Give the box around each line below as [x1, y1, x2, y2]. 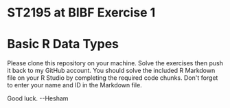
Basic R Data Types [7, 36, 119, 52]
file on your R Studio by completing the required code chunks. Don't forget [7, 74, 218, 82]
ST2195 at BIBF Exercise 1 [7, 5, 156, 21]
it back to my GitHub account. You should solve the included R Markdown [7, 67, 216, 75]
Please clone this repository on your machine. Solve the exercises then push [7, 59, 223, 67]
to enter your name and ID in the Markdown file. [7, 81, 142, 89]
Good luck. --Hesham [7, 94, 69, 102]
